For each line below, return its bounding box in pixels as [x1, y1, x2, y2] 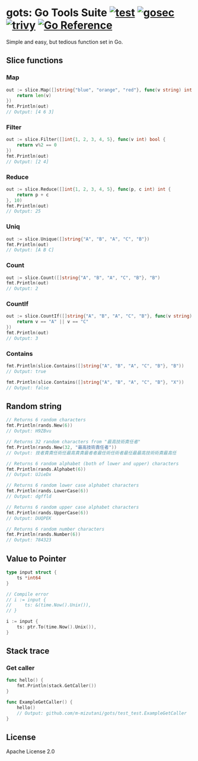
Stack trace [6, 646, 50, 656]
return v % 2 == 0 [17, 142, 58, 148]
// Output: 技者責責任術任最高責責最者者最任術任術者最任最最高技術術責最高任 [6, 450, 177, 456]
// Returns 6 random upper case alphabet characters [6, 504, 139, 510]
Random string [6, 402, 62, 412]
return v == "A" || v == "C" [17, 319, 89, 325]
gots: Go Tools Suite [6, 6, 108, 20]
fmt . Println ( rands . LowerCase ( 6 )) [6, 488, 89, 494]
